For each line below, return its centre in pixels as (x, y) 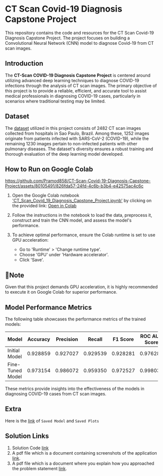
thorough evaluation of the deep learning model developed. (64, 154)
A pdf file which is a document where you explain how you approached (83, 463)
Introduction (24, 63)
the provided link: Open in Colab (44, 206)
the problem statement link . (39, 468)
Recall (95, 339)
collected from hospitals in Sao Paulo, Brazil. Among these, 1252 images (77, 133)
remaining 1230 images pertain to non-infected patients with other (71, 143)
